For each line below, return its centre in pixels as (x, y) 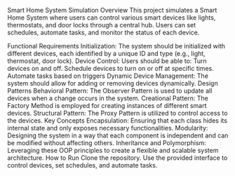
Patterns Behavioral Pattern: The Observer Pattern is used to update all (110, 91)
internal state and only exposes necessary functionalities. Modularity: (108, 128)
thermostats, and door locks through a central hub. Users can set (102, 25)
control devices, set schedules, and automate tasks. (82, 165)
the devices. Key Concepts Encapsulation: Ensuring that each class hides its (117, 121)
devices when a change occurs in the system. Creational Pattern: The (108, 98)
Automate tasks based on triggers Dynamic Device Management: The (108, 76)
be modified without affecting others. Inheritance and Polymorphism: (107, 143)
